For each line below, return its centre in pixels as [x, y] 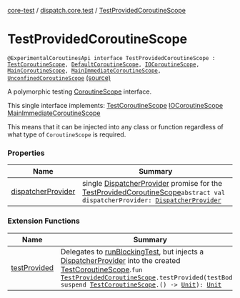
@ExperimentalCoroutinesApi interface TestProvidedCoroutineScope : [111, 58]
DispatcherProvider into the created [120, 260]
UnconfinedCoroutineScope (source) [59, 77]
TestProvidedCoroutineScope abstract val [154, 192]
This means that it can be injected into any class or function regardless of [115, 126]
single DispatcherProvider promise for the [152, 184]
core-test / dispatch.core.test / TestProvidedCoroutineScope [96, 10]
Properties [26, 153]
